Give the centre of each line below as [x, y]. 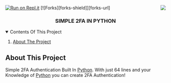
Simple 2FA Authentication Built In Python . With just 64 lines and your [78, 70]
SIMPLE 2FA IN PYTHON [85, 21]
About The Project [32, 42]
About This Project [36, 57]
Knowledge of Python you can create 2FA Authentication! [65, 75]
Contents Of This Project [36, 32]
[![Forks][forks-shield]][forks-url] [75, 8]
